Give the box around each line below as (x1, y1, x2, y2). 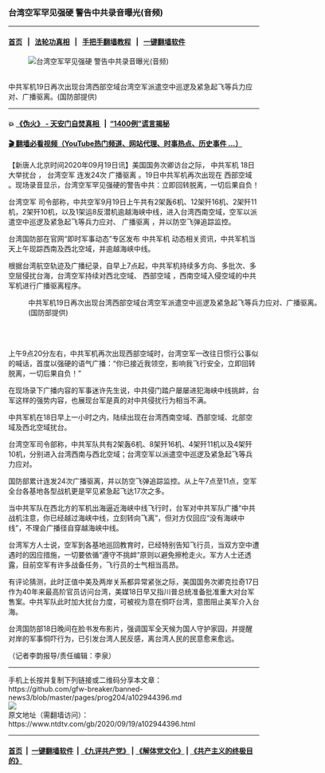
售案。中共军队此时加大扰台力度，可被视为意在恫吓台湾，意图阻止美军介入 (8, 597, 253, 607)
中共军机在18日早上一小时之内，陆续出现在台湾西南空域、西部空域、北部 (8, 412, 246, 422)
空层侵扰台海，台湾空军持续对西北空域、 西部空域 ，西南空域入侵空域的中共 (8, 271, 256, 281)
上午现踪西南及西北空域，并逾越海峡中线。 (14, 244, 155, 254)
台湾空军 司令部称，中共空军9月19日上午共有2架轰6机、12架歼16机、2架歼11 (8, 197, 257, 207)
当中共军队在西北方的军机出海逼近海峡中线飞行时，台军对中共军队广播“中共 (8, 503, 256, 513)
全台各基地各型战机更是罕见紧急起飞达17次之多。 (8, 487, 169, 496)
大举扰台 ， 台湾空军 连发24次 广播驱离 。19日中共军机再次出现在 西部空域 (8, 170, 253, 180)
